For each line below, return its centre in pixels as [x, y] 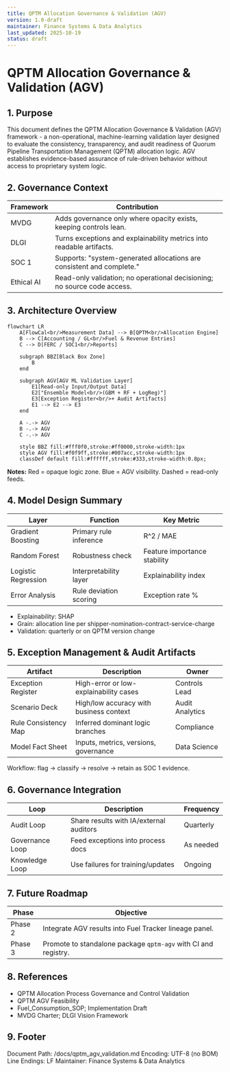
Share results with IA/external [118, 820]
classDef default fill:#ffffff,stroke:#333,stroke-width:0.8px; [113, 459]
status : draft [27, 39]
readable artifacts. [84, 247]
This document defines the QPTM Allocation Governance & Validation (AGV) [114, 130]
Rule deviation [95, 590]
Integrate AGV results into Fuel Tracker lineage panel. [128, 928]
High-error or [97, 683]
